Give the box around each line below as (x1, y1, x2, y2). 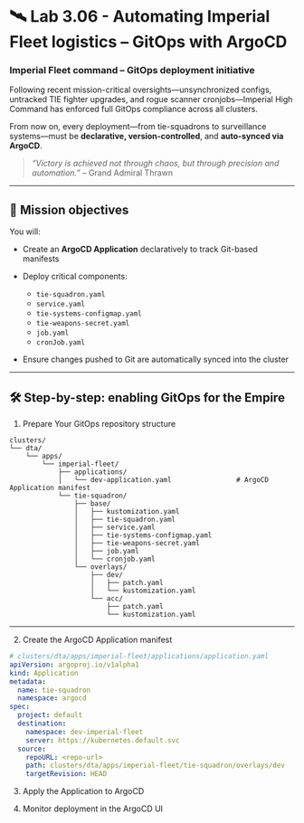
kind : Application (9, 668, 79, 677)
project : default (17, 711, 83, 720)
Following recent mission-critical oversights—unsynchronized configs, (9, 84, 272, 95)
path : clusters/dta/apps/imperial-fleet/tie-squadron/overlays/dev (25, 761, 285, 771)
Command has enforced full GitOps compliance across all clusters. (9, 104, 258, 115)
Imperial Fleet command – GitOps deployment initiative (9, 64, 255, 77)
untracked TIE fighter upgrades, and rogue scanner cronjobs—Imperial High (9, 94, 293, 105)
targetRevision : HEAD (25, 770, 107, 779)
